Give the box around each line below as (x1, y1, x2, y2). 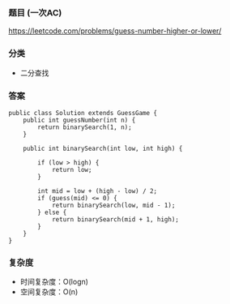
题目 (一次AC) (8, 6, 62, 18)
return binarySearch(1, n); (37, 123, 132, 131)
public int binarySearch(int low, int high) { (23, 144, 183, 152)
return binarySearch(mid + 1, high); (51, 215, 180, 224)
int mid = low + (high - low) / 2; (37, 186, 158, 195)
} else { (37, 208, 67, 216)
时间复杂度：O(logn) (19, 277, 89, 287)
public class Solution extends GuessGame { (8, 109, 158, 117)
